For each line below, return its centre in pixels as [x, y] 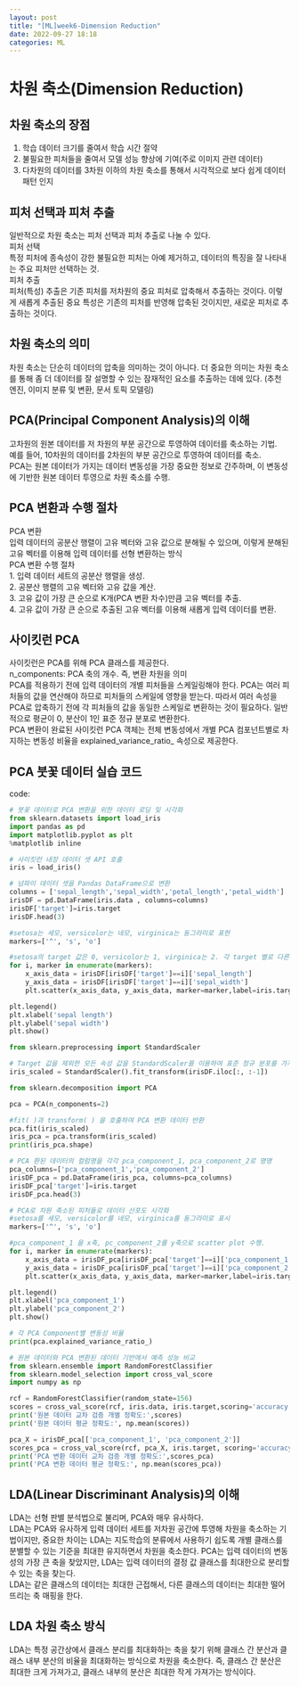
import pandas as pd [48, 827]
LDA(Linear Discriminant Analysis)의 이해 [125, 1494]
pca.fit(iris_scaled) [49, 1129]
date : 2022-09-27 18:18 [53, 34]
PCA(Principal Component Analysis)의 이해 [130, 420]
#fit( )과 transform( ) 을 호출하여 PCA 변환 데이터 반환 [107, 1120]
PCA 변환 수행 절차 [42, 564]
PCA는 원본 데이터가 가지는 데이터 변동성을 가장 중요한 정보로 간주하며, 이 [137, 465]
